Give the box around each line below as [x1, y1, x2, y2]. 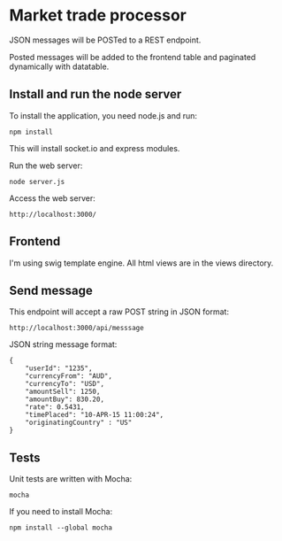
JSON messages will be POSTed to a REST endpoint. [9, 35, 202, 45]
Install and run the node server [9, 87, 182, 102]
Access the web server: [9, 192, 95, 204]
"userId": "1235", [25, 364, 93, 373]
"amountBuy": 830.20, [25, 395, 104, 404]
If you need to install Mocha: [9, 506, 113, 517]
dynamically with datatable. [9, 61, 110, 72]
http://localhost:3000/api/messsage [9, 324, 144, 333]
